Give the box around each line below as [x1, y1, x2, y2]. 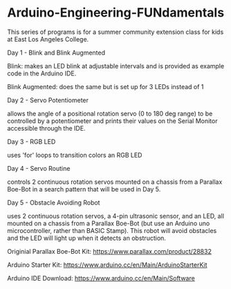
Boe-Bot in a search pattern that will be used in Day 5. [7, 185, 161, 193]
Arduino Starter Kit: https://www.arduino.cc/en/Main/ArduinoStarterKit [7, 261, 207, 269]
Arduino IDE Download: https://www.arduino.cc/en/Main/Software [7, 274, 195, 282]
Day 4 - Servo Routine [7, 164, 71, 172]
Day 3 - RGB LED [7, 137, 56, 146]
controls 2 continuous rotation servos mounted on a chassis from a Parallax [7, 178, 223, 186]
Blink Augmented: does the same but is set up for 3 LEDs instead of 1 [7, 82, 204, 91]
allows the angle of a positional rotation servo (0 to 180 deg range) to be [7, 109, 213, 118]
